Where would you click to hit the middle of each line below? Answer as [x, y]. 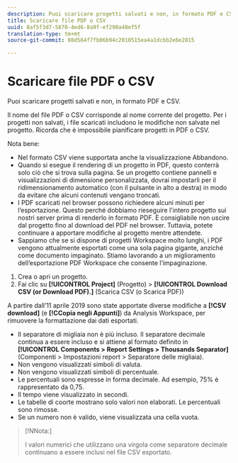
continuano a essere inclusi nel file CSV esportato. [98, 452]
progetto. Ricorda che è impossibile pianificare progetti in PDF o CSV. [109, 130]
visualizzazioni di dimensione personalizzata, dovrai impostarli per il [117, 180]
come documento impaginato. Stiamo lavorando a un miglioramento [117, 255]
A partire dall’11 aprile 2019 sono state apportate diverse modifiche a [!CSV [117, 306]
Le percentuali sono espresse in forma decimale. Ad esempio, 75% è [118, 379]
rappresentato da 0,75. [51, 387]
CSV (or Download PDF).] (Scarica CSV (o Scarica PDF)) [101, 292]
